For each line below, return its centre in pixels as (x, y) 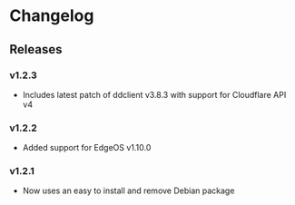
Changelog (52, 16)
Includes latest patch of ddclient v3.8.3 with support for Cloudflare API (154, 94)
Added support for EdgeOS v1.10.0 (87, 148)
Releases (36, 49)
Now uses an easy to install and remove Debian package (128, 190)
